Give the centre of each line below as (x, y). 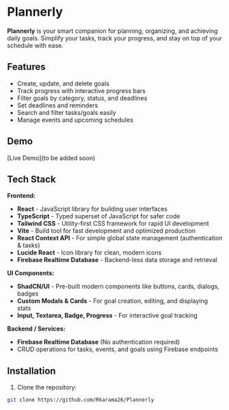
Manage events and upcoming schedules (75, 120)
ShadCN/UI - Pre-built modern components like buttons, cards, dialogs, (118, 286)
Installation (31, 371)
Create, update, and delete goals (63, 84)
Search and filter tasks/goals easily (66, 112)
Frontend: (22, 196)
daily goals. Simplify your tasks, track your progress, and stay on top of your (114, 38)
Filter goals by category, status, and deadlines (82, 98)
